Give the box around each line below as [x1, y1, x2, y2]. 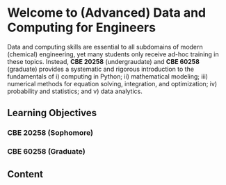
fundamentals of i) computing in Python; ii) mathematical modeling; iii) [7, 72, 209, 81]
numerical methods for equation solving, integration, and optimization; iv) [7, 79, 218, 88]
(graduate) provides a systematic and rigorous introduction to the [7, 65, 195, 73]
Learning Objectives [7, 107, 97, 119]
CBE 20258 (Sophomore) [7, 128, 94, 138]
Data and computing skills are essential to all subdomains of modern [7, 42, 203, 51]
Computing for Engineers [7, 19, 156, 35]
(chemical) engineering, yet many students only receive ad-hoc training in [7, 50, 219, 58]
